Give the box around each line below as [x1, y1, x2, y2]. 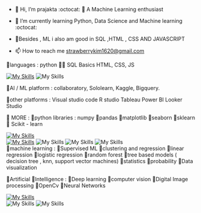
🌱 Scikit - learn [6, 121, 43, 127]
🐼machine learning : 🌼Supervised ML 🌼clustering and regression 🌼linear [6, 145, 184, 152]
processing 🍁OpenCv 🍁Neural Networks [6, 182, 106, 189]
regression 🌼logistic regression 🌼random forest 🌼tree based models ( [6, 151, 177, 158]
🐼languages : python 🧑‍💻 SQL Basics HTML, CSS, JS [6, 61, 135, 68]
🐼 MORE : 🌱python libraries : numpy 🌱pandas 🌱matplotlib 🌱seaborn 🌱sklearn [6, 114, 196, 121]
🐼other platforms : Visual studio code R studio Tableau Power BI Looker [6, 96, 183, 103]
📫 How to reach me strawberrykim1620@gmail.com [14, 47, 145, 54]
